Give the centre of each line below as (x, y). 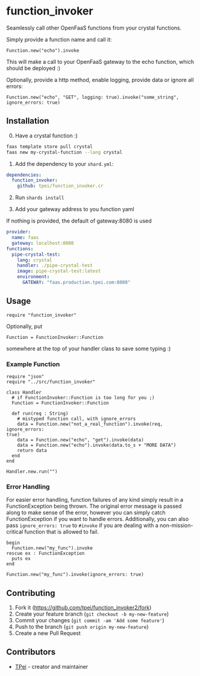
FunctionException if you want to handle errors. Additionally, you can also (98, 519)
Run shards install (39, 198)
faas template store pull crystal (50, 147)
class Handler (24, 392)
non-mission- (176, 525)
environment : (33, 277)
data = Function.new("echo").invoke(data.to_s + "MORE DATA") (97, 445)
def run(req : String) (40, 413)
